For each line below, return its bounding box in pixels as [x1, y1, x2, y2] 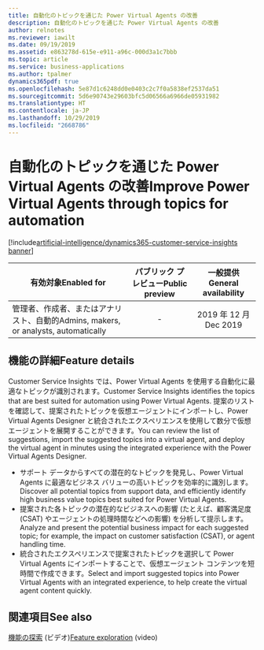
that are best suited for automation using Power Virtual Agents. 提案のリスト [8, 396, 255, 406]
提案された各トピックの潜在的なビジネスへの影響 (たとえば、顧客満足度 [19, 503, 251, 513]
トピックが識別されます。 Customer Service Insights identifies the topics [21, 386, 255, 396]
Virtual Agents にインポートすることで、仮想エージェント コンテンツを [19, 559, 248, 568]
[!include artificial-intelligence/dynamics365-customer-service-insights [8, 237, 238, 247]
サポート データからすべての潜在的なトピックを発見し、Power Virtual [19, 467, 244, 477]
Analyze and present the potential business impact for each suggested [19, 522, 249, 532]
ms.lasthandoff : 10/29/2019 [8, 114, 101, 122]
